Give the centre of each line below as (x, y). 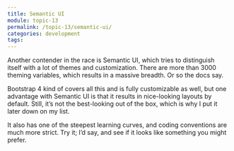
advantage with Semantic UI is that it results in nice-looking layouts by (110, 97)
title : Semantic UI (36, 14)
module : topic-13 (33, 20)
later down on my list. (39, 111)
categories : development (44, 34)
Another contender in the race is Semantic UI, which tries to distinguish (111, 60)
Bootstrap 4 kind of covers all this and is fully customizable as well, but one (117, 89)
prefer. (17, 140)
